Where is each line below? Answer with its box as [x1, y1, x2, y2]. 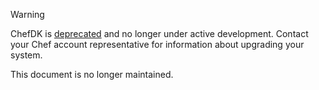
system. [10, 49, 43, 61]
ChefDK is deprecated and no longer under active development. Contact [10, 28, 309, 39]
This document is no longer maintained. [10, 69, 174, 80]
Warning [10, 9, 45, 20]
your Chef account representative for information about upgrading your [10, 39, 305, 50]
